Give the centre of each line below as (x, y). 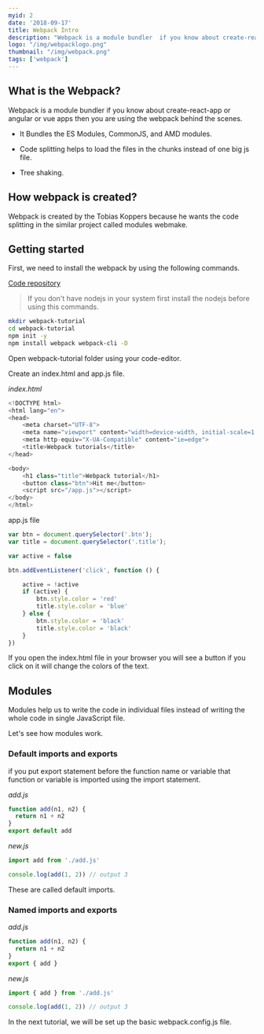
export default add (40, 831)
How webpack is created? (73, 197)
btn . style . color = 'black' (81, 621)
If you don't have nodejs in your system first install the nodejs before (138, 299)
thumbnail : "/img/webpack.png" (59, 52)
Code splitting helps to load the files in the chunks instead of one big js (134, 149)
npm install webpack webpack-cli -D (68, 343)
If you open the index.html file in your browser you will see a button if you (127, 658)
